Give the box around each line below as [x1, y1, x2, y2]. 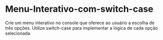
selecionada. [5, 30, 31, 36]
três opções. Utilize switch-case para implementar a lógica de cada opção [5, 25, 158, 31]
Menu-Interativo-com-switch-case [5, 3, 154, 15]
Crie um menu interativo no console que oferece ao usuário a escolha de [5, 20, 155, 26]
